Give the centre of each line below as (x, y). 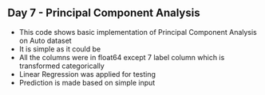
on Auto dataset (45, 40)
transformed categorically (61, 66)
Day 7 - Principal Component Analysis (104, 13)
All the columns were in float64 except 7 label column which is (122, 57)
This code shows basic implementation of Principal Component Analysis (138, 32)
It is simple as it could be (60, 49)
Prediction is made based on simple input (87, 82)
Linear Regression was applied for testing (87, 74)
